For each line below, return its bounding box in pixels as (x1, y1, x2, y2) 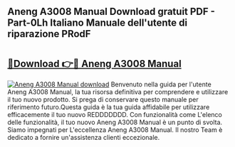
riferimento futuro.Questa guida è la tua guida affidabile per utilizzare (7, 103, 210, 111)
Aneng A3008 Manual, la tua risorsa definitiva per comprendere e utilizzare (7, 88, 229, 96)
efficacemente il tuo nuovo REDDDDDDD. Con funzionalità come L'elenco (7, 111, 222, 118)
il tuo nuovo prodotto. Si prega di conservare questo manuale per (7, 96, 199, 103)
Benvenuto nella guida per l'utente (110, 80, 211, 88)
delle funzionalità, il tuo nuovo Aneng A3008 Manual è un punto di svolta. (7, 118, 223, 126)
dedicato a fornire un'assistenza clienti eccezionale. (7, 133, 160, 141)
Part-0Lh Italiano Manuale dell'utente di (7, 17, 187, 29)
